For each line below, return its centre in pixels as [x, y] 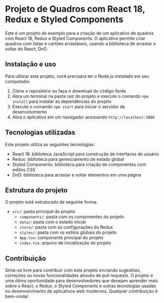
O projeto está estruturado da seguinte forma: [51, 202]
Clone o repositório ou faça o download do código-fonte [69, 91]
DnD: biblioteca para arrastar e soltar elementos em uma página [77, 175]
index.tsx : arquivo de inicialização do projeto [65, 243]
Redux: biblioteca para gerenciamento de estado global [68, 159]
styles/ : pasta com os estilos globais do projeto [68, 233]
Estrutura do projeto [36, 190]
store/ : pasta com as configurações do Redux [66, 227]
